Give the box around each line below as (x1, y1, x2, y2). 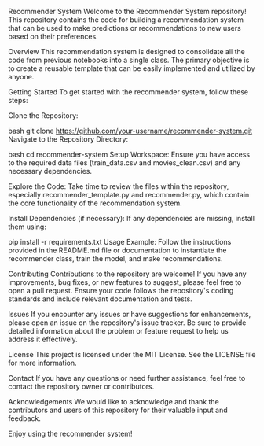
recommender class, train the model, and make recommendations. (8, 254, 223, 263)
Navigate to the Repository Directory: (8, 135, 128, 144)
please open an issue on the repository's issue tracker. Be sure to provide (8, 318, 247, 327)
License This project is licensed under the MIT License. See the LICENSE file (8, 350, 256, 359)
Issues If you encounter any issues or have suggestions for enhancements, (8, 310, 251, 319)
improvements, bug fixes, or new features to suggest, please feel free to (8, 278, 242, 286)
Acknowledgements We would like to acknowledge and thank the (8, 397, 220, 406)
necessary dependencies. (8, 167, 93, 175)
